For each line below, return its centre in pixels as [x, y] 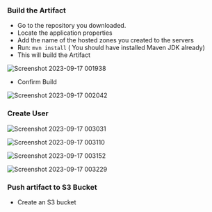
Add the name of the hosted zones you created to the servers [106, 40]
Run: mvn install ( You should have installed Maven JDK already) [111, 48]
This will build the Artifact [54, 55]
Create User [28, 113]
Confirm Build [37, 82]
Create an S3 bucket [47, 202]
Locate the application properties [65, 33]
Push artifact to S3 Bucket [52, 187]
